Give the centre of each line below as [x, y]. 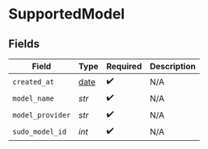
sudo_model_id [40, 131]
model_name [33, 98]
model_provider [42, 115]
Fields [24, 44]
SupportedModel [67, 14]
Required [124, 66]
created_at [33, 82]
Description [172, 66]
